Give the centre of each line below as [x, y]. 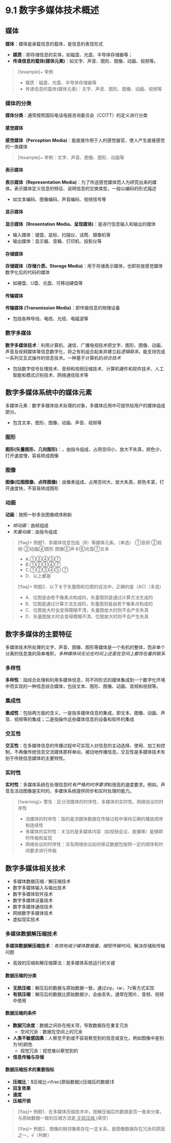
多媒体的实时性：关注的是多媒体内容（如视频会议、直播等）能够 [92, 832]
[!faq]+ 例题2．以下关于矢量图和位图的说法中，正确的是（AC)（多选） [91, 587]
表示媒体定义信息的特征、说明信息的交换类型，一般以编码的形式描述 [85, 188]
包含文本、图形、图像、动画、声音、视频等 [57, 423]
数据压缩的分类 [21, 976]
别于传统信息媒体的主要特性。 [36, 758]
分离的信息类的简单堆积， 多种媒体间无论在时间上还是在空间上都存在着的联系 [85, 654]
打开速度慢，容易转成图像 [32, 455]
